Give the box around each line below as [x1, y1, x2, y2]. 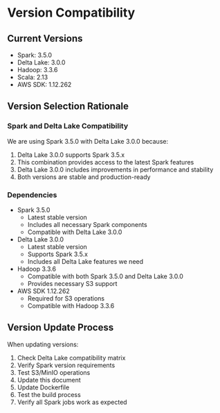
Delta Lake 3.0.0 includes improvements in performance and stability [17, 165, 214, 174]
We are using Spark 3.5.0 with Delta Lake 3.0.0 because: [7, 137, 168, 145]
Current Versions [7, 33, 83, 44]
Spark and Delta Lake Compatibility [7, 121, 129, 131]
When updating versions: [7, 340, 79, 348]
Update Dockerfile [17, 383, 70, 391]
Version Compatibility [7, 5, 136, 21]
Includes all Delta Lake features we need [27, 257, 144, 265]
